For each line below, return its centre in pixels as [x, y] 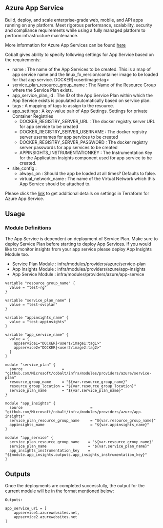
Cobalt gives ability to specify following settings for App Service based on [80, 54]
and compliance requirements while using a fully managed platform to [75, 30]
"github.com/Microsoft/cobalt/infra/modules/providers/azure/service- [78, 373]
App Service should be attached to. [55, 184]
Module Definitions [28, 228]
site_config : [24, 168]
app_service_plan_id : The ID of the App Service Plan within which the [82, 95]
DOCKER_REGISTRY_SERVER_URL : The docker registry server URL [87, 121]
